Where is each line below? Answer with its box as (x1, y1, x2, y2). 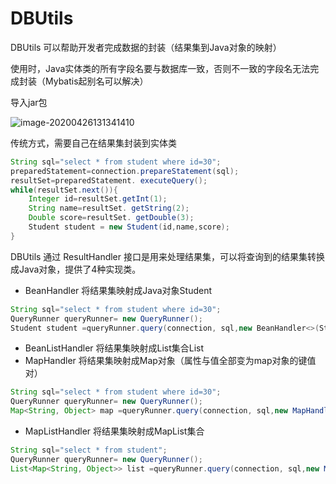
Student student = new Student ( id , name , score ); (28, 222, 230, 232)
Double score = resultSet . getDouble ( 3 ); (28, 213, 195, 223)
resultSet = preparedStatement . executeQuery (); (10, 175, 208, 186)
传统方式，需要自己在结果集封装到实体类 (10, 137, 177, 149)
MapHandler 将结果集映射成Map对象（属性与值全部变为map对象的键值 (24, 355, 317, 367)
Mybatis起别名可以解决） (44, 75, 149, 87)
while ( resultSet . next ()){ (10, 185, 118, 195)
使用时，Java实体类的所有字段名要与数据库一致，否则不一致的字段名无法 (10, 62, 311, 74)
